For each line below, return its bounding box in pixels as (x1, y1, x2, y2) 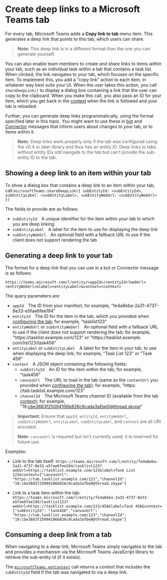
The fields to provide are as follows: (5, 206, 79, 212)
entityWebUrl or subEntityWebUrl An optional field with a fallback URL (12, 323, 159, 329)
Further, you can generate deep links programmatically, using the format (5, 112, 154, 118)
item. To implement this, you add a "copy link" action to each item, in (5, 76, 146, 82)
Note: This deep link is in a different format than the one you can (17, 45, 151, 51)
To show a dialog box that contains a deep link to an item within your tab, (5, 182, 155, 188)
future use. (17, 438, 40, 444)
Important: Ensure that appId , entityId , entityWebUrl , (17, 413, 128, 419)
